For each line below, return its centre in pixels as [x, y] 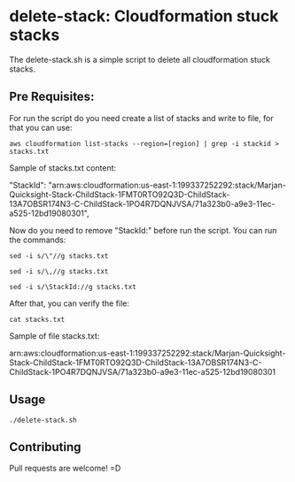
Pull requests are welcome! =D [65, 468]
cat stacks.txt [37, 319]
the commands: [38, 240]
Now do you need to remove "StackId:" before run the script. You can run [143, 230]
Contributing [45, 447]
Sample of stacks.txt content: [63, 168]
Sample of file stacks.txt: [54, 336]
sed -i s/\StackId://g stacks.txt [73, 287]
